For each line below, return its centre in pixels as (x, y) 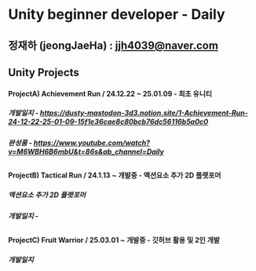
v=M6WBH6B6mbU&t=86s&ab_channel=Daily (86, 152)
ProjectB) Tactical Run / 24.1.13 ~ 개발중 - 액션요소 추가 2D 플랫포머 (115, 175)
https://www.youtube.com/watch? (92, 142)
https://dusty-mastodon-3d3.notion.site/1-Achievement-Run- (144, 113)
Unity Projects (44, 72)
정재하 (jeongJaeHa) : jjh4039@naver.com (113, 45)
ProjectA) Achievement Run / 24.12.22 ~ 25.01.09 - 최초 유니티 (110, 93)
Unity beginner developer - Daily (117, 15)
